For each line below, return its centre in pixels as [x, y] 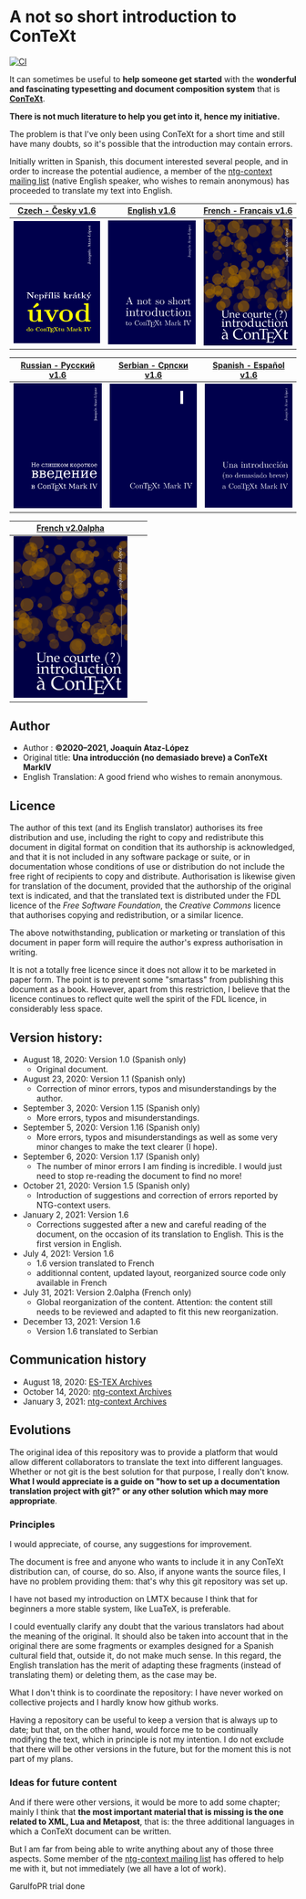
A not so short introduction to [123, 17]
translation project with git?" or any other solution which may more [139, 1491]
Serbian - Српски [153, 365]
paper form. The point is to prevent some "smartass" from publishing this [147, 980]
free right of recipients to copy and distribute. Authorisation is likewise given [153, 876]
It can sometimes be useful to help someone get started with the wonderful [153, 79]
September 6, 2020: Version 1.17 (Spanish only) [111, 1156]
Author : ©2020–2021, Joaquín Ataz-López [106, 748]
